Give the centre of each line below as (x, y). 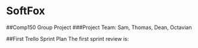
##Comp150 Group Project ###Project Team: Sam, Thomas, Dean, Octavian (99, 27)
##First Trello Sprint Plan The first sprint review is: (67, 39)
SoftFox (26, 11)
